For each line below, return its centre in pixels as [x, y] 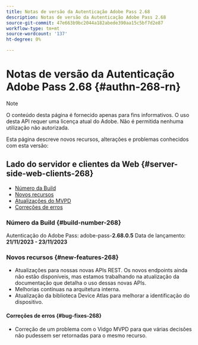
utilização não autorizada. [38, 127]
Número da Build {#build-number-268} [64, 223]
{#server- [159, 164]
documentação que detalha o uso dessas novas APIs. [81, 283]
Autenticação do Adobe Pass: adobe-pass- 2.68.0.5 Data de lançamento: [96, 236]
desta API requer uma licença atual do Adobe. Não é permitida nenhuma [95, 121]
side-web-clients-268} [50, 174]
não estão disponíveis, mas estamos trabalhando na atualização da [97, 277]
